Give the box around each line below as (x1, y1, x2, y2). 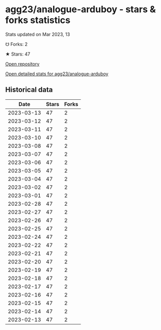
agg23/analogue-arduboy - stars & (5, 4, 156, 15)
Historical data (5, 86, 53, 94)
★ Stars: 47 (5, 51, 31, 57)
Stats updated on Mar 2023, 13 (5, 31, 70, 37)
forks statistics (5, 14, 70, 26)
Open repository (5, 61, 40, 67)
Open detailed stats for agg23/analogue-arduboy (5, 70, 109, 77)
